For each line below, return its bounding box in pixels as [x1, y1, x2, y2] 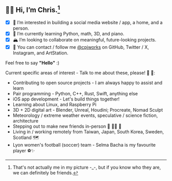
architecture [12, 118, 39, 124]
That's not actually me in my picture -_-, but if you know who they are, [12, 164, 161, 170]
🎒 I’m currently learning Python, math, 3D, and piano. [12, 30, 124, 36]
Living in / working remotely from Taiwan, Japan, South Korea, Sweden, [12, 129, 164, 135]
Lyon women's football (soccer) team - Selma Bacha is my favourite [12, 142, 156, 148]
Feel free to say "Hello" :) [5, 60, 60, 66]
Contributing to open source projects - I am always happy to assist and [12, 79, 163, 86]
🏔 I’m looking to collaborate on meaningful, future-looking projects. [12, 36, 157, 43]
